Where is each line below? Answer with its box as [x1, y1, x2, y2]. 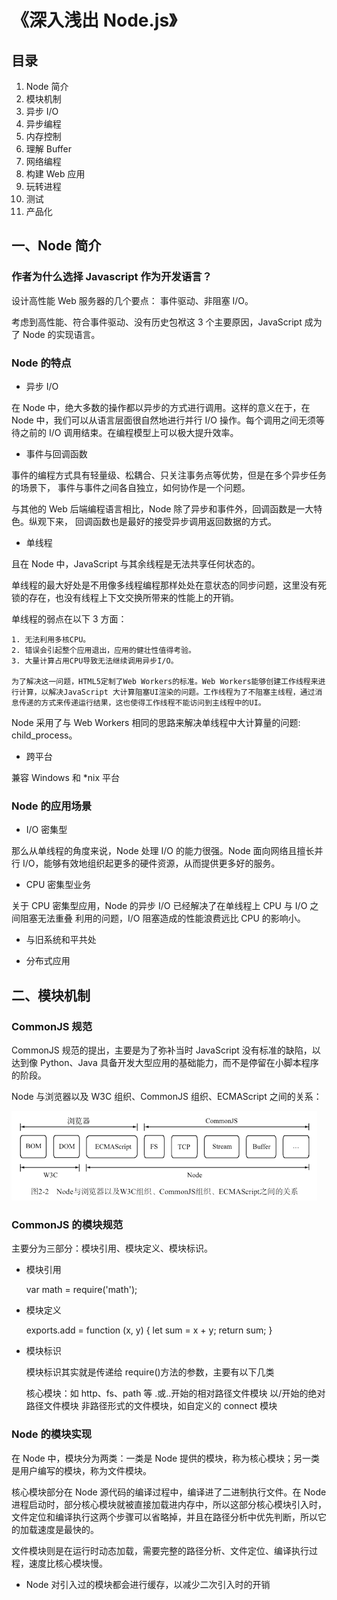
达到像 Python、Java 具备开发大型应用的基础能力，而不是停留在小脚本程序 [11, 1056, 319, 1068]
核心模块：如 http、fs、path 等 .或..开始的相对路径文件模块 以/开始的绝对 [25, 1387, 326, 1400]
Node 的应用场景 [11, 799, 93, 813]
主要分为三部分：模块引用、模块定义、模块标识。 [11, 1242, 213, 1255]
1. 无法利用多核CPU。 [11, 634, 91, 645]
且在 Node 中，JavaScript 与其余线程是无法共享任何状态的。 [11, 557, 261, 570]
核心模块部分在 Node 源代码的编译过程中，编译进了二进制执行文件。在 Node [11, 1486, 327, 1498]
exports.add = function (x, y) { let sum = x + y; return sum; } [25, 1324, 273, 1336]
